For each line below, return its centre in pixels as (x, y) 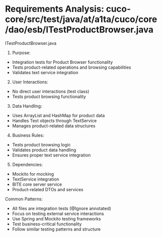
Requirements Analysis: (55, 9)
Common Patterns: (24, 199)
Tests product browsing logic (41, 144)
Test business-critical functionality (47, 224)
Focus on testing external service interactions (58, 214)
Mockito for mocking (33, 174)
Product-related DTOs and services (48, 189)
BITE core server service (37, 184)
